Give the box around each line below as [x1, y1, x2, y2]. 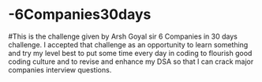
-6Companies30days [8, 6, 152, 24]
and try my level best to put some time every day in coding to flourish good [8, 48, 253, 58]
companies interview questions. [8, 65, 112, 74]
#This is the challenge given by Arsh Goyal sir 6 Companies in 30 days [8, 32, 238, 41]
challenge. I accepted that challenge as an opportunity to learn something [8, 39, 249, 49]
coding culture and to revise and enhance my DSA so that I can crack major [8, 57, 254, 66]
